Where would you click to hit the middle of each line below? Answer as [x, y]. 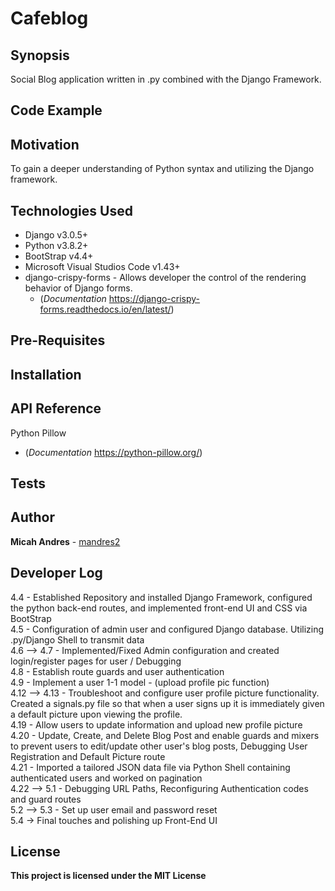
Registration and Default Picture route [88, 756]
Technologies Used [71, 210]
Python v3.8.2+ [56, 246]
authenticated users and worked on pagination [106, 778]
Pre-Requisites [58, 340]
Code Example [56, 110]
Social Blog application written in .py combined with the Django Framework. [166, 79]
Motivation [45, 144]
